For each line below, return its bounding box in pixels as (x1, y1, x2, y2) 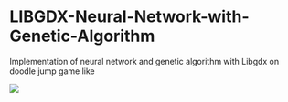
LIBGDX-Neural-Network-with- (9, 6, 250, 27)
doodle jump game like (9, 66, 95, 76)
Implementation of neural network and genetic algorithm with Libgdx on (9, 56, 280, 66)
